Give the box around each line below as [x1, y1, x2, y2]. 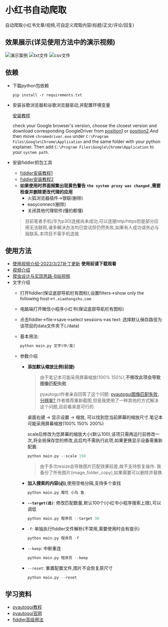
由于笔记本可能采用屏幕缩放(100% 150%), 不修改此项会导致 [39, 374, 161, 380]
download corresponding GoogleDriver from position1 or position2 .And [12, 128, 158, 134]
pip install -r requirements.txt [12, 92, 82, 97]
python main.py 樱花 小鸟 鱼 [27, 490, 84, 495]
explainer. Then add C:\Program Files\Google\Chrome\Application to [12, 143, 154, 150]
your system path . [12, 149, 49, 155]
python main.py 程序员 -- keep [27, 555, 88, 560]
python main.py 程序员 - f [27, 536, 79, 541]
